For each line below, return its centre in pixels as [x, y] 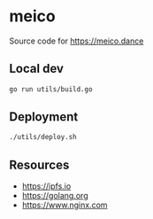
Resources [39, 164]
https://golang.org [55, 196]
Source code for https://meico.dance [76, 41]
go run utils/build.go [51, 89]
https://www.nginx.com [65, 205]
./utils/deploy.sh [43, 137]
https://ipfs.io [46, 186]
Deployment [44, 117]
